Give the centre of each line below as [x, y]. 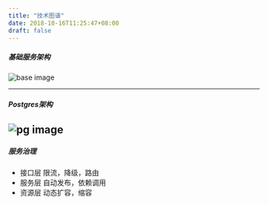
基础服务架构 [29, 57]
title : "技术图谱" [37, 16]
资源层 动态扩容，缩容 [56, 193]
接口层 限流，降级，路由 [59, 173]
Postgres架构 [31, 104]
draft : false [30, 30]
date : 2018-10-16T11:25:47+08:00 [64, 23]
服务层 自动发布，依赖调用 [63, 183]
